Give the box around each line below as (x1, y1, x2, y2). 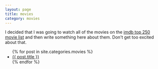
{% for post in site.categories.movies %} (12, 49, 93, 55)
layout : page (5, 7, 31, 12)
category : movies (5, 16, 40, 21)
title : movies (5, 12, 34, 16)
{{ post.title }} (12, 54, 40, 60)
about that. (5, 40, 27, 45)
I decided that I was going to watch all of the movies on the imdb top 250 (5, 29, 151, 35)
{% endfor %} (12, 59, 40, 65)
